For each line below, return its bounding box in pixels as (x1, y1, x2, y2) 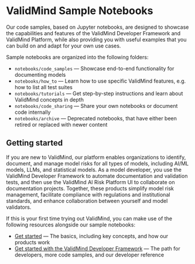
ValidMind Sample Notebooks (6, 4, 153, 18)
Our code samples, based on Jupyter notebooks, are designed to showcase (6, 23, 189, 31)
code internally (14, 109, 51, 116)
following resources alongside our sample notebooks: (6, 221, 136, 228)
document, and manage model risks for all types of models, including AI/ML (6, 160, 189, 167)
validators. (6, 204, 32, 211)
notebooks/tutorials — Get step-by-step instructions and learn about (14, 90, 183, 97)
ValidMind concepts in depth (14, 96, 84, 103)
